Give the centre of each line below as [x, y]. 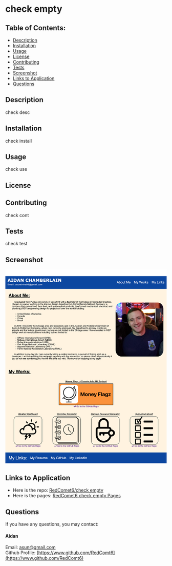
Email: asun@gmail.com [30, 548]
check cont [17, 215]
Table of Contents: [36, 28]
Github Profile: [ [22, 553]
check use [16, 169]
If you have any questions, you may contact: [52, 524]
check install [19, 141]
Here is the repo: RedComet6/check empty [58, 490]
